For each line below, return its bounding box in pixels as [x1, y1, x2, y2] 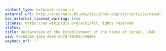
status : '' [5, 25, 28, 30]
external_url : [5, 12, 35, 17]
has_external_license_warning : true [5, 16, 81, 21]
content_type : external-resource [5, 7, 74, 12]
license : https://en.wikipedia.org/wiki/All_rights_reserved [5, 20, 134, 26]
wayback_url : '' [5, 39, 39, 44]
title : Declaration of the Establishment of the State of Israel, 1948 [5, 30, 156, 34]
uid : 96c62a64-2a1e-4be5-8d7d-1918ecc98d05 [5, 34, 96, 39]
